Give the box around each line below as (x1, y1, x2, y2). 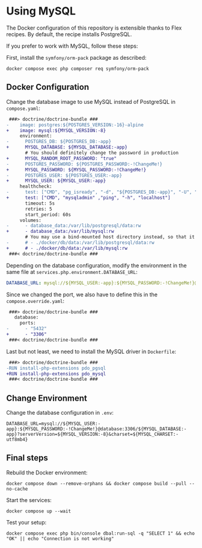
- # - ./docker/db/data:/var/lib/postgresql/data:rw (6, 240, 155, 246)
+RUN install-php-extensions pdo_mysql (6, 371, 106, 377)
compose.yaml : (6, 104, 40, 112)
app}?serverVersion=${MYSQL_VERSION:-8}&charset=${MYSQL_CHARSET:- (6, 432, 179, 438)
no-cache (6, 486, 28, 492)
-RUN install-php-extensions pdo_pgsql (6, 365, 106, 371)
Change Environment (6, 393, 87, 403)
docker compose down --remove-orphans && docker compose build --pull (6, 480, 187, 486)
